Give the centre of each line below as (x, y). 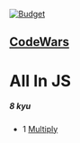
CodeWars (40, 42)
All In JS (40, 80)
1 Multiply (40, 129)
